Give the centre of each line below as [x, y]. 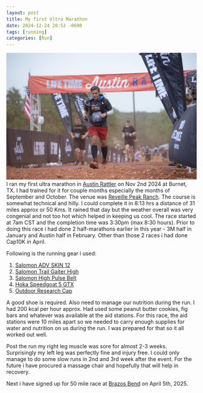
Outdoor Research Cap [43, 290]
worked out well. [27, 334]
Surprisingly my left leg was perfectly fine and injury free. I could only [93, 353]
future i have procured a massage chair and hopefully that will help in [92, 365]
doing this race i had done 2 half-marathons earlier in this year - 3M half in [99, 229]
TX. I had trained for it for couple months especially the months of [88, 190]
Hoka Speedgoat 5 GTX [44, 284]
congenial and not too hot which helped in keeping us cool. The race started [101, 216]
